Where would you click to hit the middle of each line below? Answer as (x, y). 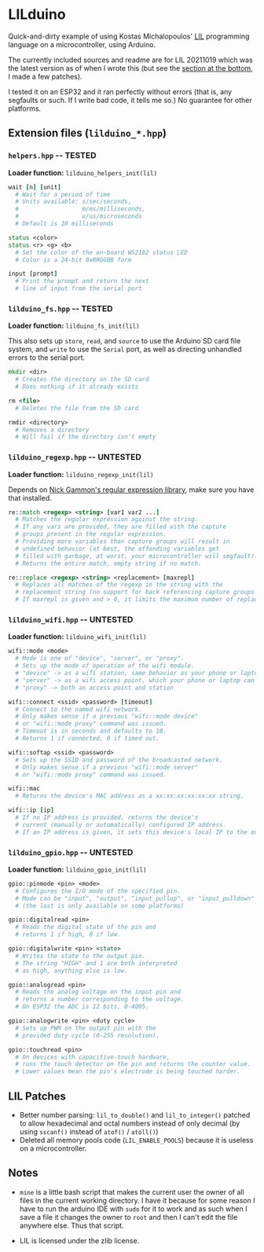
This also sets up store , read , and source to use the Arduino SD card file (125, 341)
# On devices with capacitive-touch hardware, (93, 1057)
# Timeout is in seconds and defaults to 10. (91, 731)
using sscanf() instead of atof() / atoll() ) (89, 1132)
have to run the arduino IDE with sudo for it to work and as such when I (133, 1209)
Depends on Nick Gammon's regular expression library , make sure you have (131, 490)
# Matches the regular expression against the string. (107, 520)
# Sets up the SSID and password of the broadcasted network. (119, 760)
